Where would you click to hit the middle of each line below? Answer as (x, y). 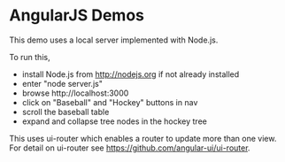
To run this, (30, 57)
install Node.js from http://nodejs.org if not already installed (131, 74)
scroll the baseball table (65, 112)
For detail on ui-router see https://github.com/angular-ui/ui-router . (130, 148)
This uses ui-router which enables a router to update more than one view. (143, 138)
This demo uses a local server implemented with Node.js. (114, 40)
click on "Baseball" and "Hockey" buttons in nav (110, 102)
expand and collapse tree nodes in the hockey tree (115, 121)
